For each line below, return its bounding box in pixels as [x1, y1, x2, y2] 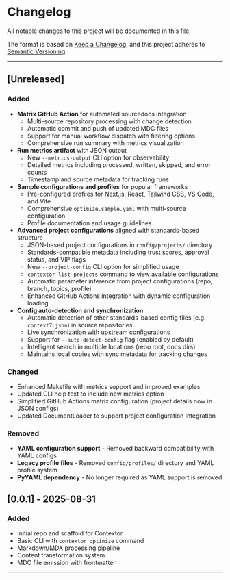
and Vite [27, 197, 51, 205]
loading [27, 299, 49, 307]
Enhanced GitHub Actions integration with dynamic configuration [27, 292, 211, 300]
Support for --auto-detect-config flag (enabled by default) [27, 335, 194, 343]
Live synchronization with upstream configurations [27, 328, 170, 336]
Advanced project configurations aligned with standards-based [16, 226, 200, 234]
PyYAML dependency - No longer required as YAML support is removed [16, 473, 222, 481]
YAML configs [16, 451, 57, 459]
